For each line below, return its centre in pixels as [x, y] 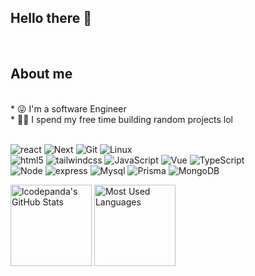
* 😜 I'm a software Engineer [68, 108]
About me [41, 74]
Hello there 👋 [51, 18]
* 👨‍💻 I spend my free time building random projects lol [122, 119]
